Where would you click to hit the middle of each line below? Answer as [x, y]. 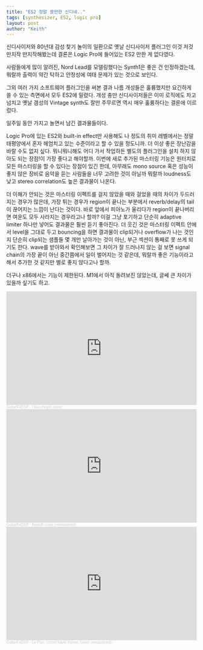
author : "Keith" [27, 29]
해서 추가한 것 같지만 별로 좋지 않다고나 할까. [59, 262]
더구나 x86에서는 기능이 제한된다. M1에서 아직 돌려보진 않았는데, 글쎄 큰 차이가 [99, 275]
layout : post [23, 23]
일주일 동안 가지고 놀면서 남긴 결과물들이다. [57, 123]
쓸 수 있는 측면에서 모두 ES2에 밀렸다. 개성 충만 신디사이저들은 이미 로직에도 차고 [101, 95]
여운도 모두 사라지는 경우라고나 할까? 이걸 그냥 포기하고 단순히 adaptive [97, 217]
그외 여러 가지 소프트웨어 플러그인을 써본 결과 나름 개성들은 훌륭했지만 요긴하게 [99, 88]
